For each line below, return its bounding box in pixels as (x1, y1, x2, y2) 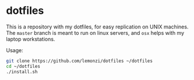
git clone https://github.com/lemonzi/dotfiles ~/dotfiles (6, 58, 153, 64)
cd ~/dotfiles (6, 63, 41, 69)
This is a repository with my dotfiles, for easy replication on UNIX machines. (6, 23, 189, 30)
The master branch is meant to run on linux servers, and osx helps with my (6, 29, 185, 36)
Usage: (6, 46, 23, 53)
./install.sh (6, 68, 38, 75)
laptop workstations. (6, 35, 56, 42)
